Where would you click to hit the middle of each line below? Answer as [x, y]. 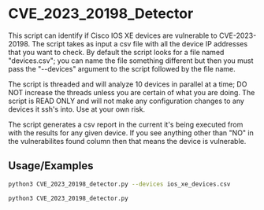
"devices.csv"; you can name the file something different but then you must [131, 61]
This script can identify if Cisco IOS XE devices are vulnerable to [113, 35]
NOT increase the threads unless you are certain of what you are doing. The [132, 92]
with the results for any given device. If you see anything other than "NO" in [131, 133]
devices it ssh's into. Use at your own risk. [77, 109]
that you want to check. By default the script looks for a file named [116, 52]
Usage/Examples [51, 166]
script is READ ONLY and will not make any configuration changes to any [126, 101]
